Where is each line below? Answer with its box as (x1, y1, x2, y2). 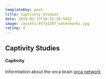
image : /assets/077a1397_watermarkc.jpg (5, 21, 90, 26)
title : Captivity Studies (5, 12, 58, 17)
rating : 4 (5, 26, 26, 31)
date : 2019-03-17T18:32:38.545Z (5, 16, 72, 21)
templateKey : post (5, 7, 43, 12)
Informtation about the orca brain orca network (5, 69, 101, 75)
